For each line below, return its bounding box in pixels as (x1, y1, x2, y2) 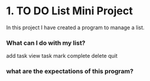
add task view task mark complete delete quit (6, 52, 118, 60)
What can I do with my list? (6, 39, 86, 47)
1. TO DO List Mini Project (6, 4, 133, 18)
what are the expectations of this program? (6, 67, 134, 76)
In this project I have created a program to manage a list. (6, 24, 145, 31)
